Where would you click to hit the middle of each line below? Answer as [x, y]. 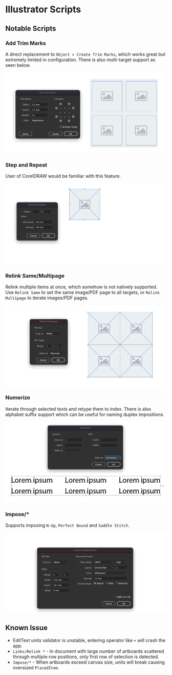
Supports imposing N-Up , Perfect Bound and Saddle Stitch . [67, 525]
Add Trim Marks [26, 43]
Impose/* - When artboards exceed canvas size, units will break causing [89, 662]
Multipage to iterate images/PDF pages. [47, 298]
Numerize [18, 398]
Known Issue [26, 628]
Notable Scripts [31, 29]
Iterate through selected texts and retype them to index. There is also [78, 409]
